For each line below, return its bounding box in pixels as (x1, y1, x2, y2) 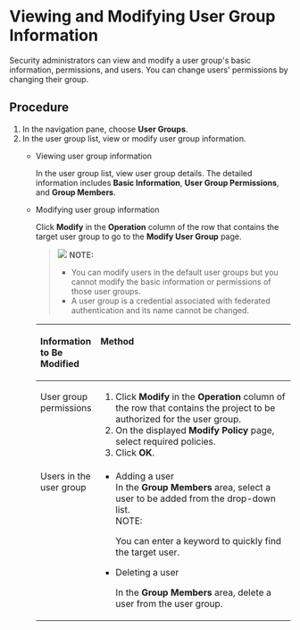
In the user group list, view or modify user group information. (21, 132, 247, 144)
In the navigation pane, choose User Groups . (21, 123, 188, 134)
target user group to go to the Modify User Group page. (35, 231, 242, 242)
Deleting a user (115, 566, 179, 578)
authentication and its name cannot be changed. (71, 304, 250, 315)
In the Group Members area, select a (115, 481, 271, 493)
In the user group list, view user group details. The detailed (35, 167, 253, 178)
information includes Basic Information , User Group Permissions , (35, 177, 279, 188)
